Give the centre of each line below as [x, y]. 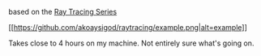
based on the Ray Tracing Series [63, 12]
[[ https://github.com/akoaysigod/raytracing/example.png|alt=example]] [128, 27]
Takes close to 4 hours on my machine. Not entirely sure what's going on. [131, 43]
